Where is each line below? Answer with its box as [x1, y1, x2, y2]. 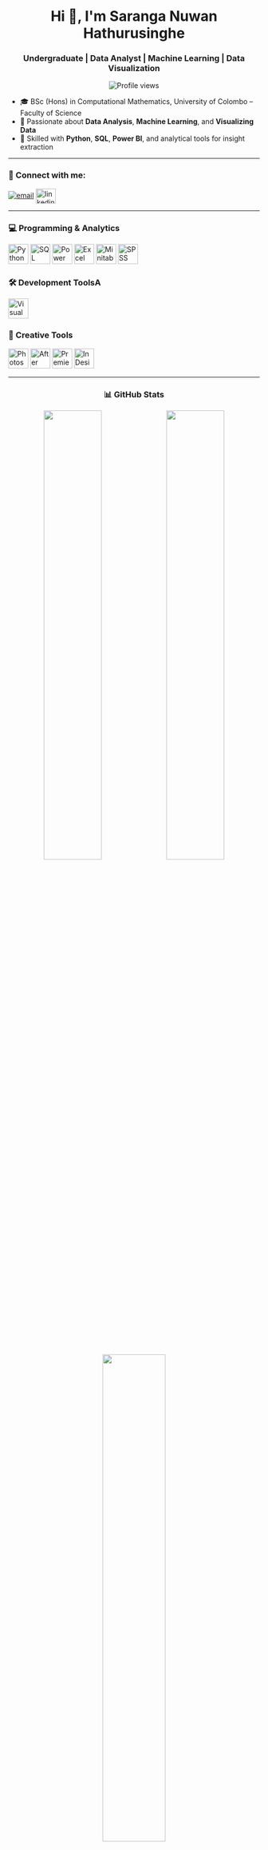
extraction [19, 142, 53, 152]
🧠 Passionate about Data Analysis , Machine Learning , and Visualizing [19, 117, 254, 126]
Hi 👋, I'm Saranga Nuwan [50, 7, 218, 26]
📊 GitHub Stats [103, 389, 165, 400]
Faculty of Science [19, 108, 82, 118]
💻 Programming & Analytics [8, 222, 120, 233]
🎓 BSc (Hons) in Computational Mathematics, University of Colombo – [19, 97, 254, 106]
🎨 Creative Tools [8, 329, 73, 341]
